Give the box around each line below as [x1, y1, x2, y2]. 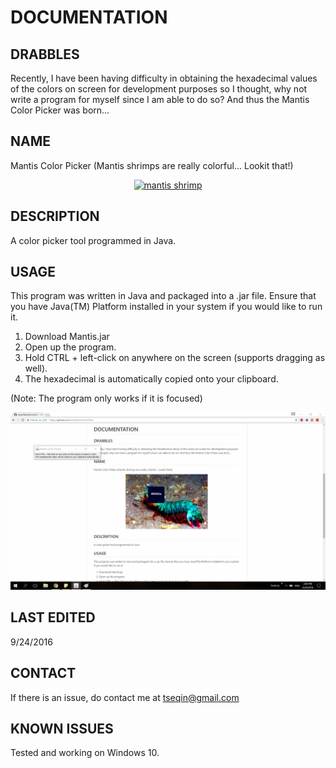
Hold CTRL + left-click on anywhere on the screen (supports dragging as [24, 352, 326, 364]
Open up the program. [24, 341, 117, 353]
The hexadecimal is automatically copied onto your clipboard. [24, 373, 279, 385]
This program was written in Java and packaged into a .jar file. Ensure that [10, 290, 317, 302]
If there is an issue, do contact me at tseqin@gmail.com [10, 691, 240, 703]
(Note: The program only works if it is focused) [10, 392, 203, 405]
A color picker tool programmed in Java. [10, 234, 177, 246]
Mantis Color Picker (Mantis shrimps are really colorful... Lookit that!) [10, 159, 294, 171]
